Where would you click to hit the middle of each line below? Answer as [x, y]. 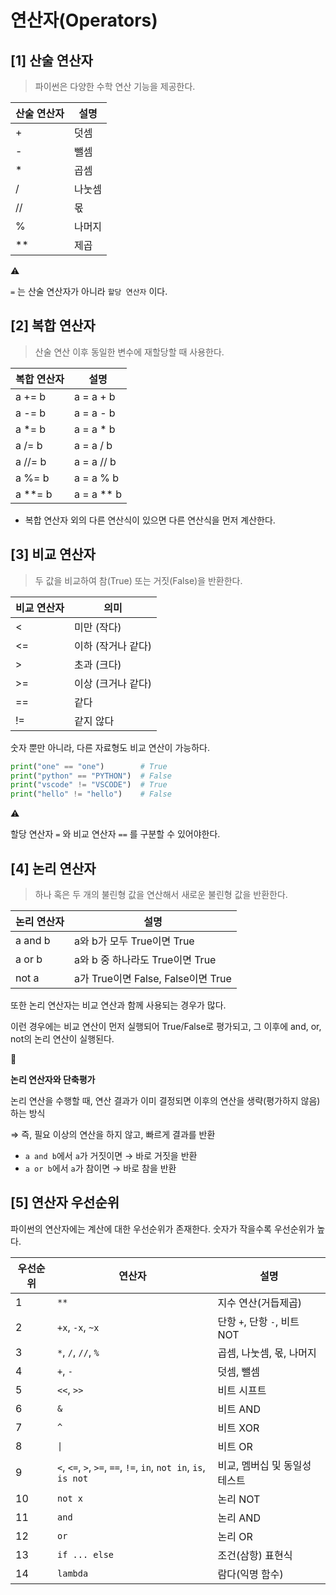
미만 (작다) [97, 627]
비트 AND [239, 1409]
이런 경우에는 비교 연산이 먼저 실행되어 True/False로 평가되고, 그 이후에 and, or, [166, 1026]
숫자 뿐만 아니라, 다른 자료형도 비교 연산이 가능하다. [110, 747]
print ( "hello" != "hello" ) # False [91, 794]
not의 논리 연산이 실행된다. [62, 1038]
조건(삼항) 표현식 [255, 1555]
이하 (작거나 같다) [113, 646]
